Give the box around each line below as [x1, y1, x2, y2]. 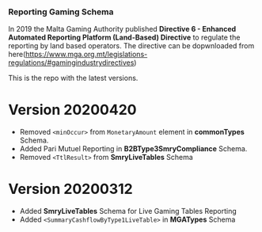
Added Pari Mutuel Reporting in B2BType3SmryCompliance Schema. [19, 144, 248, 154]
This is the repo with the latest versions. [8, 74, 139, 83]
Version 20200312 [8, 181, 133, 198]
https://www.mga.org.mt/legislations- [25, 50, 148, 59]
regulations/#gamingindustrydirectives [8, 58, 135, 67]
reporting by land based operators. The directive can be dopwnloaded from [8, 41, 255, 51]
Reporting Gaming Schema [8, 6, 114, 17]
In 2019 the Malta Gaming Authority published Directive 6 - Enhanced [8, 25, 237, 34]
